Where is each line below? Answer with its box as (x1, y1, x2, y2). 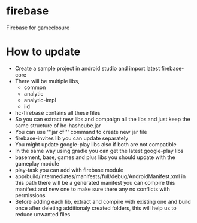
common (23, 84, 46, 91)
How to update (6, 45, 81, 59)
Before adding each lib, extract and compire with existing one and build (14, 198, 191, 205)
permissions (14, 191, 46, 198)
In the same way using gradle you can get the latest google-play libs (14, 147, 184, 154)
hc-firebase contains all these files (14, 109, 101, 116)
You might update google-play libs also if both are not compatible (14, 140, 177, 148)
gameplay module (14, 160, 60, 167)
